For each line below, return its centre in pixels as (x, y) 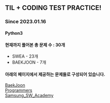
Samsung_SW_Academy (29, 95)
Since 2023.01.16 (26, 22)
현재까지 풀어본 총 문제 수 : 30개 (35, 45)
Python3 (14, 33)
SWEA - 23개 (25, 56)
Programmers (19, 90)
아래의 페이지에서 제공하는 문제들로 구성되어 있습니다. (55, 74)
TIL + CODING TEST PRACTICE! (53, 8)
